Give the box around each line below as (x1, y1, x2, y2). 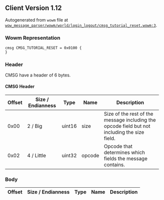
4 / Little (27, 152, 46, 159)
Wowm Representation (5, 34, 61, 41)
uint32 (61, 152, 77, 159)
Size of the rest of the (104, 110, 154, 117)
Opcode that (104, 143, 133, 150)
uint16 (61, 123, 77, 129)
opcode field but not (104, 123, 150, 129)
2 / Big (27, 123, 42, 129)
